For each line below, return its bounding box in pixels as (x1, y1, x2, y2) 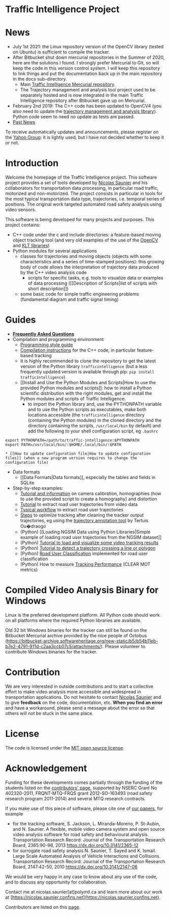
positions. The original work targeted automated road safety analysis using (5, 201, 162, 208)
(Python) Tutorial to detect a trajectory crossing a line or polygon (20, 545, 156, 551)
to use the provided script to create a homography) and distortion (20, 496, 157, 502)
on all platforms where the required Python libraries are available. (5, 617, 142, 623)
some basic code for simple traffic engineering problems (20, 291, 139, 297)
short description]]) (27, 286, 69, 292)
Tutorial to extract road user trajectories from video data (20, 501, 138, 507)
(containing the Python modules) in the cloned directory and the (27, 417, 162, 423)
